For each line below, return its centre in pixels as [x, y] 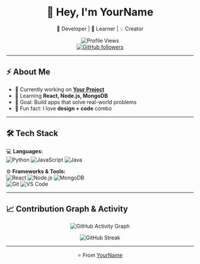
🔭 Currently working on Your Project [60, 89]
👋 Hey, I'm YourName [100, 12]
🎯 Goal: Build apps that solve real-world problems [76, 102]
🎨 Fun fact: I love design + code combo [63, 108]
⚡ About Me [28, 72]
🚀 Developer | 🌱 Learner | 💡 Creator [100, 29]
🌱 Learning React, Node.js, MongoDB [61, 95]
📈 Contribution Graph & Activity [67, 209]
